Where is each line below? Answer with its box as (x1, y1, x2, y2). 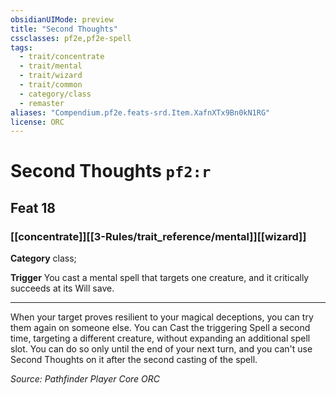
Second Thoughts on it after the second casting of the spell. (10, 354, 258, 366)
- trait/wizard (19, 71, 83, 81)
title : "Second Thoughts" (10, 24, 118, 34)
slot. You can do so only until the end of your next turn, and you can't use (10, 343, 313, 355)
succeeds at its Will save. (10, 282, 115, 295)
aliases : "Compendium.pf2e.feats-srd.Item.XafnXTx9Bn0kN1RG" (10, 107, 271, 118)
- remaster (19, 98, 65, 108)
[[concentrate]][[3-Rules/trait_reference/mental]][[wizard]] (10, 229, 307, 243)
